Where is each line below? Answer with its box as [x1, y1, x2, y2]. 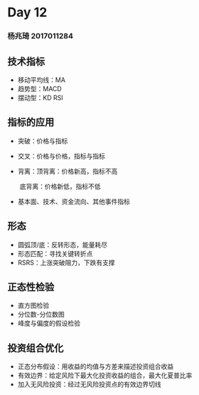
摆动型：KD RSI [17, 93, 63, 102]
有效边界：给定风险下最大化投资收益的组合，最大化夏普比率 [17, 371, 193, 380]
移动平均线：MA [17, 76, 66, 84]
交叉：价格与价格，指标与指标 [17, 151, 105, 160]
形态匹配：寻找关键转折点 [17, 249, 93, 257]
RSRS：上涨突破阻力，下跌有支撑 [17, 258, 115, 267]
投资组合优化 [7, 342, 64, 354]
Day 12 [7, 4, 48, 21]
